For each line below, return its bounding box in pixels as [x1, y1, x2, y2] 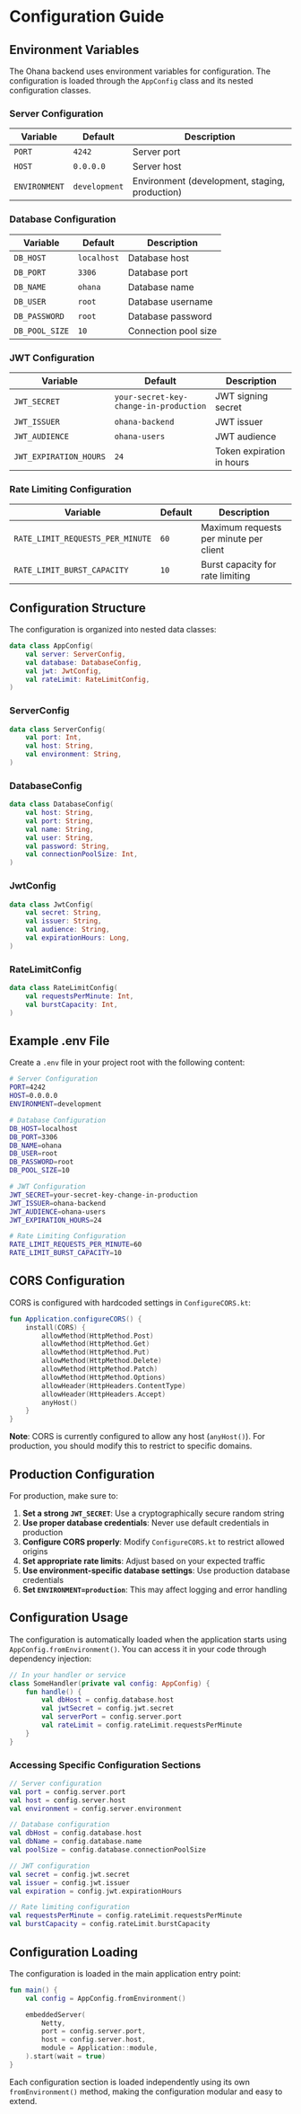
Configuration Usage [9, 1610, 128, 1625]
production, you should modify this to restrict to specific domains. [9, 1440, 253, 1452]
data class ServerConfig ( [9, 725, 106, 734]
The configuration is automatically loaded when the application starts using [9, 1633, 288, 1645]
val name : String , [25, 825, 94, 834]
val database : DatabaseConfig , [25, 658, 142, 667]
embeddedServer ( [25, 2010, 87, 2019]
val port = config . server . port [9, 1787, 126, 1796]
